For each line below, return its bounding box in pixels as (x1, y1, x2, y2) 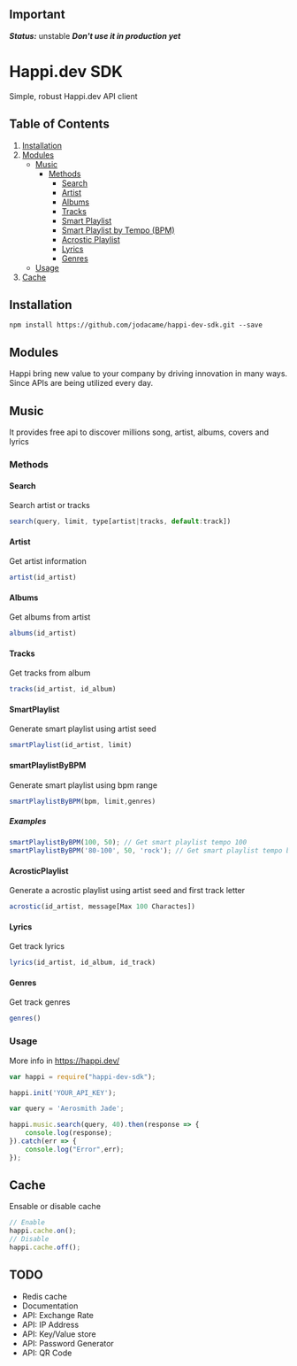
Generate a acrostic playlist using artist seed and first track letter (9, 885, 246, 896)
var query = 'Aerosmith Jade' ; (9, 1104, 125, 1114)
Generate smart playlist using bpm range (9, 779, 157, 791)
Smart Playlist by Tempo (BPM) (61, 225, 175, 235)
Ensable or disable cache (9, 1201, 102, 1212)
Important (9, 7, 65, 22)
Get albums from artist (9, 612, 91, 622)
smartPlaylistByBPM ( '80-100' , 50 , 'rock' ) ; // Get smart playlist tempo (9, 846, 283, 855)
